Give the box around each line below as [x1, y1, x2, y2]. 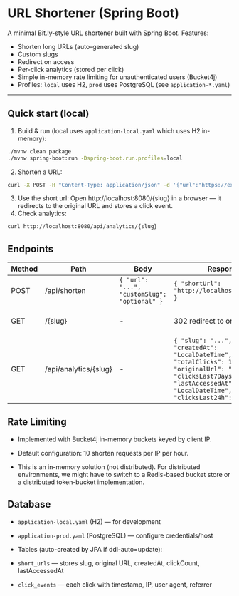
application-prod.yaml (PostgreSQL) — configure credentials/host [17, 531, 213, 540]
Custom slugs [17, 50, 58, 58]
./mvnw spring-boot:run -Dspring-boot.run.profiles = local [7, 155, 183, 162]
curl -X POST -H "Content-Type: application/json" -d [7, 181, 171, 188]
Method [11, 264, 38, 274]
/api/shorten [45, 286, 87, 296]
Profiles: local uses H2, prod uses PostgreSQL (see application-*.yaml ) [17, 80, 230, 88]
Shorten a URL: [17, 168, 63, 176]
